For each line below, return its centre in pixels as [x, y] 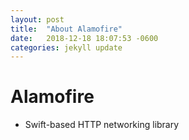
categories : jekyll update [66, 47]
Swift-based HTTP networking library [102, 125]
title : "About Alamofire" [66, 29]
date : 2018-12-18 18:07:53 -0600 [84, 38]
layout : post [37, 19]
